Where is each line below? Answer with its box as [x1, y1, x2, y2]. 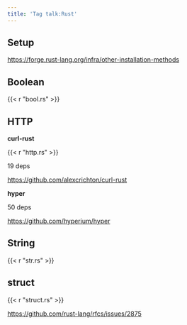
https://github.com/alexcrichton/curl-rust [7, 175, 127, 184]
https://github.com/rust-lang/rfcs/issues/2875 [7, 309, 142, 318]
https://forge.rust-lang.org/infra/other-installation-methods [7, 55, 179, 64]
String [7, 237, 35, 249]
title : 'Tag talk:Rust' [7, 10, 78, 18]
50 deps [7, 203, 32, 211]
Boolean [7, 76, 45, 88]
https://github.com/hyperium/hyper [7, 217, 110, 226]
